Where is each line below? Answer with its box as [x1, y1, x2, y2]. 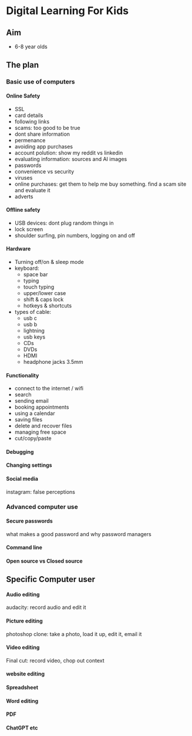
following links [14, 118, 50, 125]
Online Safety [6, 92, 41, 99]
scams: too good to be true [14, 124, 80, 131]
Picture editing [6, 617, 43, 624]
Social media [6, 475, 38, 482]
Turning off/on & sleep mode [14, 258, 84, 265]
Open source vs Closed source [6, 557, 83, 564]
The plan [6, 60, 39, 70]
